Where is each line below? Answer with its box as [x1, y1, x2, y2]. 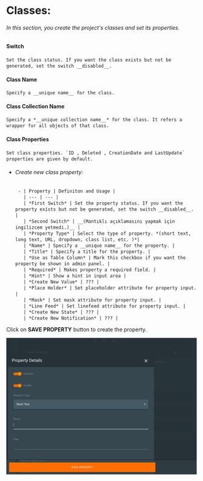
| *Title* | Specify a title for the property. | [23, 249, 151, 255]
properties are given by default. [6, 155, 94, 162]
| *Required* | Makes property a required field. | [23, 267, 156, 273]
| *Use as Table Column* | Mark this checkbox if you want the [23, 255, 186, 261]
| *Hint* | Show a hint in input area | [23, 273, 127, 279]
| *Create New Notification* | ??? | [23, 315, 118, 321]
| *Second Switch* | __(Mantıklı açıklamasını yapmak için [23, 218, 175, 224]
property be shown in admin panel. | [14, 261, 111, 267]
